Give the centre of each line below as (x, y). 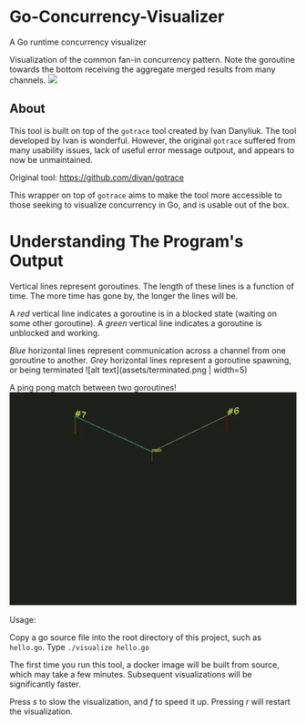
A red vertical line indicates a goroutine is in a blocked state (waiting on (143, 313)
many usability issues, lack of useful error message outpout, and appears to (152, 150)
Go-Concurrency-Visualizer (117, 17)
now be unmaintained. (51, 159)
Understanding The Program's (127, 241)
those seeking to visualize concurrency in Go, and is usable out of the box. (149, 204)
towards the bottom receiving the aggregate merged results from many (143, 69)
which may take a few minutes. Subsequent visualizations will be (131, 675)
